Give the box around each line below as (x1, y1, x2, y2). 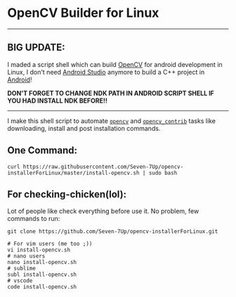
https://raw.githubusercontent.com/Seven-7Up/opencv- (22, 163, 184, 170)
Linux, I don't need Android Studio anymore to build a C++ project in (7, 68, 205, 76)
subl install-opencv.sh (7, 271, 77, 279)
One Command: (7, 144, 77, 156)
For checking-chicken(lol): (7, 188, 127, 200)
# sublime (7, 265, 37, 272)
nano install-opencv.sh (7, 259, 77, 266)
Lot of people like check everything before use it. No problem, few (7, 207, 199, 215)
